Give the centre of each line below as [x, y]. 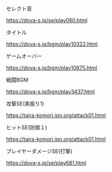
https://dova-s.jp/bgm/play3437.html [50, 92]
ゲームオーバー [24, 56]
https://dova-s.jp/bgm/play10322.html [52, 44]
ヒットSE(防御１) [27, 127]
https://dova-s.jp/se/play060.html [47, 20]
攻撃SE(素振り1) [25, 104]
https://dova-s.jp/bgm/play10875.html [52, 68]
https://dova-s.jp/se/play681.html [46, 163]
